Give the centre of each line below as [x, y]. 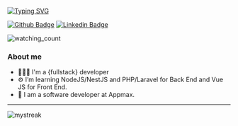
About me [25, 57]
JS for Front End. [42, 87]
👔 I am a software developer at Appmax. [76, 95]
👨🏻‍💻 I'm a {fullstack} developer [63, 72]
